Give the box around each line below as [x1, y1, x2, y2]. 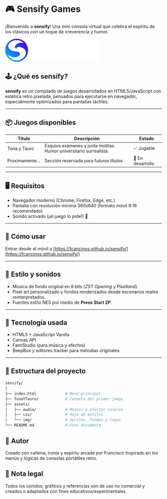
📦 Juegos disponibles [5, 118, 76, 127]
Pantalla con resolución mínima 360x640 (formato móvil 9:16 [12, 202, 137, 208]
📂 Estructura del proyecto [5, 367, 86, 375]
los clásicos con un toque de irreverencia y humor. [5, 28, 109, 34]
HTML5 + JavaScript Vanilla [12, 332, 70, 338]
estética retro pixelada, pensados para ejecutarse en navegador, [5, 93, 137, 99]
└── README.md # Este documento [5, 423, 101, 428]
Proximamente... [7, 158, 41, 164]
